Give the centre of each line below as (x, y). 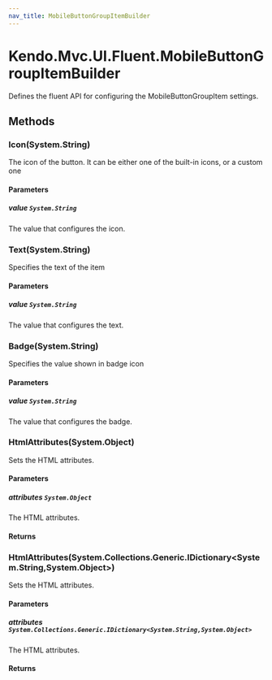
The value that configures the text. (66, 325)
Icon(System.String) (50, 145)
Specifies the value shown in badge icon (76, 363)
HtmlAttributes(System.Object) (71, 442)
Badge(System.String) (54, 346)
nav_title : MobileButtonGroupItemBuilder (80, 16)
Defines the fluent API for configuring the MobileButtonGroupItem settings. (134, 96)
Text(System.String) (50, 249)
